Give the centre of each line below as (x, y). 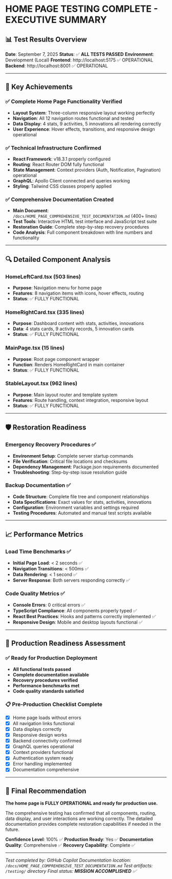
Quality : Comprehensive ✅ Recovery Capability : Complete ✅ (70, 845)
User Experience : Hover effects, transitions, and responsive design (84, 129)
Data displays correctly (37, 729)
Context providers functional (43, 752)
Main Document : (31, 211)
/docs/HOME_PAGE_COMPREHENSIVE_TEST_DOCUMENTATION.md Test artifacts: (79, 866)
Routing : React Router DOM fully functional (58, 164)
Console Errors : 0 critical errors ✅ (49, 605)
